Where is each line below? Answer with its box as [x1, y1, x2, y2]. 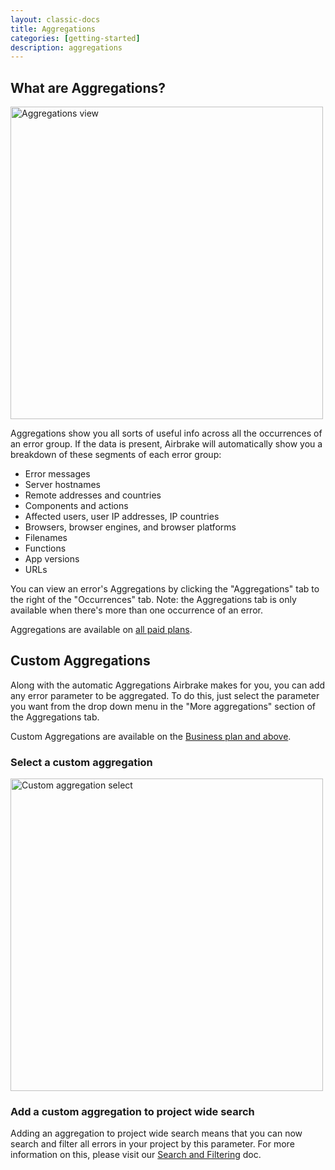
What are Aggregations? [10, 79, 167, 96]
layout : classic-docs [10, 14, 101, 25]
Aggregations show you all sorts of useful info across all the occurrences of [10, 427, 323, 440]
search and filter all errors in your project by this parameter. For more [10, 1138, 295, 1150]
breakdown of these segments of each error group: [10, 449, 222, 461]
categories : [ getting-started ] [10, 33, 141, 43]
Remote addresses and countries [24, 489, 162, 501]
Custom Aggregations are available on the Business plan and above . [10, 730, 292, 742]
